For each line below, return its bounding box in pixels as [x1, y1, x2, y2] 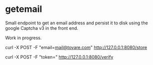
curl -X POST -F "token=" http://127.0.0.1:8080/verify [5, 54, 114, 60]
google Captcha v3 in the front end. [5, 25, 79, 31]
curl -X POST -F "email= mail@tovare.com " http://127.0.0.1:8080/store [5, 44, 148, 50]
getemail [5, 3, 42, 15]
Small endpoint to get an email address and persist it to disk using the [5, 20, 148, 26]
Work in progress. [5, 35, 42, 41]
